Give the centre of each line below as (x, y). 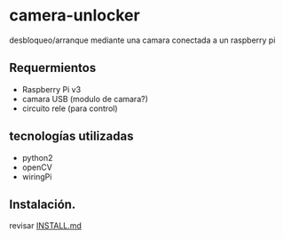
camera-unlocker (75, 16)
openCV (37, 167)
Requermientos (53, 68)
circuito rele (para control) (70, 108)
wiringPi (37, 176)
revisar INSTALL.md (46, 226)
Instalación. (43, 204)
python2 (37, 157)
